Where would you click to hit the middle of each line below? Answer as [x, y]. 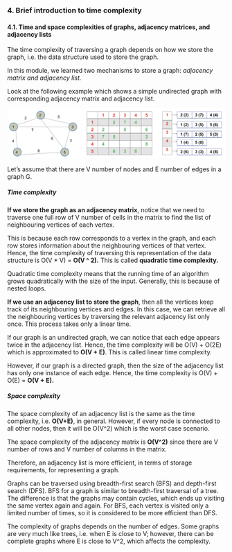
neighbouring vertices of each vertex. [61, 225]
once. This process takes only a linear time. [69, 324]
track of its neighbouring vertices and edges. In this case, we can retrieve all [116, 309]
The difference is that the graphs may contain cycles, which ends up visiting [116, 498]
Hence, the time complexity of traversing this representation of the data [109, 252]
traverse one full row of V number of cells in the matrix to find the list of [109, 217]
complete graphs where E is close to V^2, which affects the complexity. [109, 541]
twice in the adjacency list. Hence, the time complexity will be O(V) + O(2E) [114, 345]
